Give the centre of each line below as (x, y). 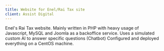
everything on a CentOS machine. (40, 43)
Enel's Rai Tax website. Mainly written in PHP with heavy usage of (72, 28)
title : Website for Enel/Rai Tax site (45, 9)
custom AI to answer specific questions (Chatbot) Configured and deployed (82, 38)
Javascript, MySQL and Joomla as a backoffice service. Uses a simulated (80, 33)
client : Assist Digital (30, 14)
